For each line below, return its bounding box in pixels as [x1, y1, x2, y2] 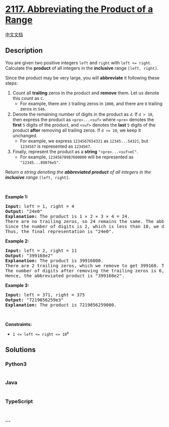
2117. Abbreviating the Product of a [5, 4, 153, 15]
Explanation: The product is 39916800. [5, 258, 104, 263]
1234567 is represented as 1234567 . [20, 143, 92, 149]
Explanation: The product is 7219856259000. [5, 302, 117, 307]
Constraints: [5, 321, 32, 327]
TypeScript [5, 398, 33, 405]
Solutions [5, 346, 36, 354]
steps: [5, 80, 18, 86]
